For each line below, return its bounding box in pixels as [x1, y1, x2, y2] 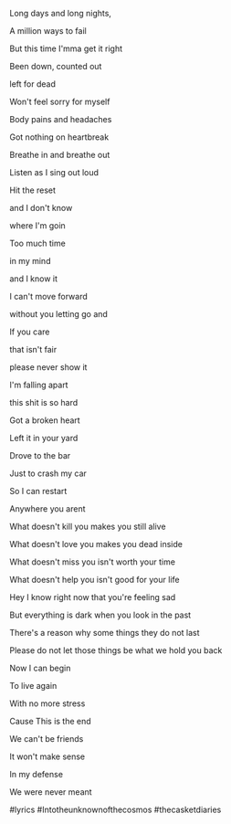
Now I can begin [9, 662, 71, 673]
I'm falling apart [9, 379, 68, 390]
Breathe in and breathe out [9, 150, 110, 160]
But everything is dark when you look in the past [9, 609, 192, 620]
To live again [9, 681, 58, 691]
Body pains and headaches [9, 114, 112, 124]
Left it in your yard [9, 433, 79, 443]
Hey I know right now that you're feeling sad [9, 592, 176, 602]
